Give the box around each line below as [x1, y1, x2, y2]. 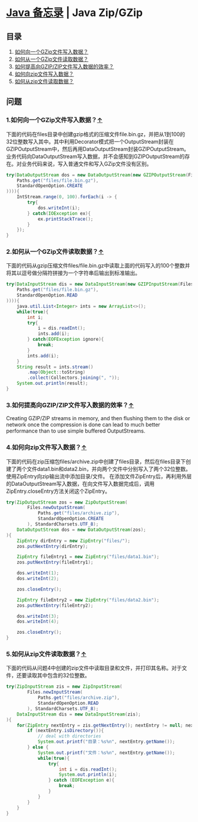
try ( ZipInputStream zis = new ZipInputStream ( [6, 684, 123, 690]
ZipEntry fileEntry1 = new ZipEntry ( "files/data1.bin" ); [16, 554, 160, 560]
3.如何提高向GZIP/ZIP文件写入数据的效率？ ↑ [6, 401, 134, 409]
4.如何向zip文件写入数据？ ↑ [6, 443, 87, 452]
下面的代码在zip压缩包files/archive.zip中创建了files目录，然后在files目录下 [6, 457, 186, 465]
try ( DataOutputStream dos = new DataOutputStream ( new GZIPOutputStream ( [6, 172, 189, 178]
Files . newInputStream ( [27, 689, 83, 695]
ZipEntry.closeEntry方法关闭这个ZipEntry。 [6, 487, 111, 495]
